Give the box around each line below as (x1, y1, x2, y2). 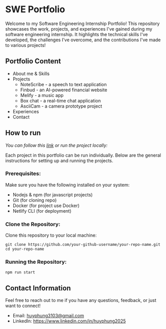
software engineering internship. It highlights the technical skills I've (5, 31, 148, 37)
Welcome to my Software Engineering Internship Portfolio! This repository (5, 20, 160, 27)
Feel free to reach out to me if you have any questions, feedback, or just (5, 297, 156, 303)
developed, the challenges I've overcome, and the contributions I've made (5, 37, 161, 43)
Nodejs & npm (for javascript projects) (12, 191, 93, 197)
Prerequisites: (5, 170, 41, 177)
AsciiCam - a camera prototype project (20, 103, 102, 109)
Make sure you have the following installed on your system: (5, 182, 130, 188)
